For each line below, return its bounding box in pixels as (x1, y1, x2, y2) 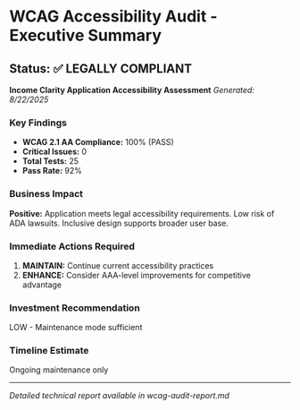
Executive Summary (9, 25, 162, 46)
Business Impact (9, 188, 83, 201)
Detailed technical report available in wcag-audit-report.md (9, 390, 230, 401)
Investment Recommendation (9, 302, 140, 314)
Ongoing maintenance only (9, 364, 109, 375)
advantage (21, 279, 62, 290)
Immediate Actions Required (9, 240, 136, 252)
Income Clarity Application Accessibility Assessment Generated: (9, 85, 254, 95)
